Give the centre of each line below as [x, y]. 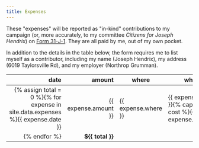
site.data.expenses [35, 112]
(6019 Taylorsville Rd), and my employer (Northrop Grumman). [82, 65]
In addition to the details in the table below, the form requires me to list [92, 52]
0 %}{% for [46, 97]
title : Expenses [26, 12]
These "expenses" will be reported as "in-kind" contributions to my [88, 28]
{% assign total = [38, 89]
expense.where [141, 108]
